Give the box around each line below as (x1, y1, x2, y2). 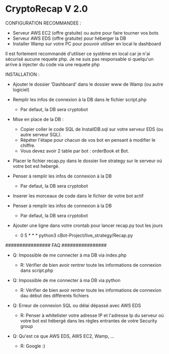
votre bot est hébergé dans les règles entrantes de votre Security (20, 317, 157, 324)
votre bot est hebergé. (12, 163, 60, 169)
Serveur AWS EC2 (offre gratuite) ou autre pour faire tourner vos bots (12, 30, 159, 36)
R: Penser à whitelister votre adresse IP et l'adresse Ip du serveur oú (20, 312, 164, 318)
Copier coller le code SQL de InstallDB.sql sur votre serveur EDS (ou (20, 126, 164, 132)
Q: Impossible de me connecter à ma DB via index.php (12, 252, 127, 258)
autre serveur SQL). (20, 131, 62, 138)
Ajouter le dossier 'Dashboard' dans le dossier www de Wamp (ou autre (12, 81, 164, 87)
